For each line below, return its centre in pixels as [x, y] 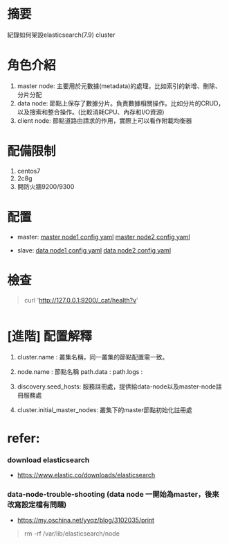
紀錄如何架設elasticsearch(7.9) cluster [61, 35]
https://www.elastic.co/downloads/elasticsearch [86, 475]
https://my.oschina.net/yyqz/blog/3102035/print [85, 520]
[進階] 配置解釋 [49, 336]
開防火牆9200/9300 [46, 186]
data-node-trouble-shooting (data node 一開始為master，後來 [113, 495]
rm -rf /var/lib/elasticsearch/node [72, 534]
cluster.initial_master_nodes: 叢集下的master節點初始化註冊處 [104, 409]
